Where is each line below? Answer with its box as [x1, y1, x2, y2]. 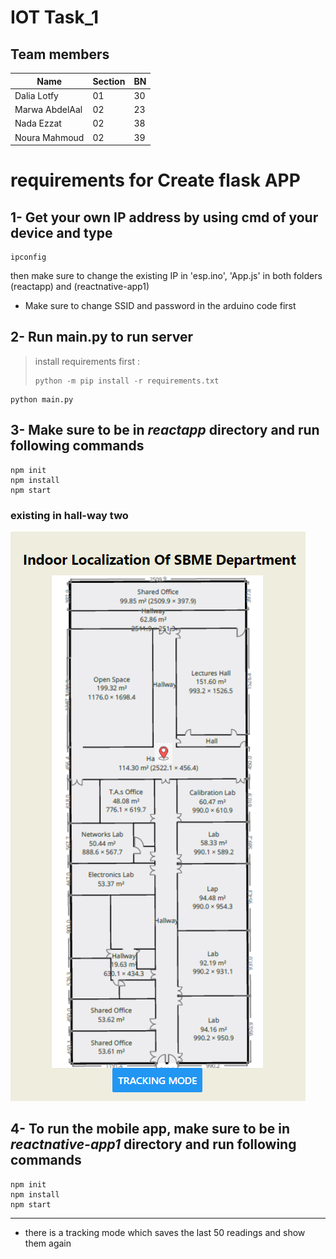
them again [24, 1237, 72, 1249]
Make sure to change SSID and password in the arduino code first [24, 300, 297, 311]
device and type [10, 224, 113, 241]
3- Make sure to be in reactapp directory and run [10, 422, 320, 439]
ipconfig [10, 252, 47, 262]
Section [92, 75, 126, 87]
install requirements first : [34, 355, 140, 367]
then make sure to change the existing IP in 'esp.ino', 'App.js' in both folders [10, 270, 323, 281]
